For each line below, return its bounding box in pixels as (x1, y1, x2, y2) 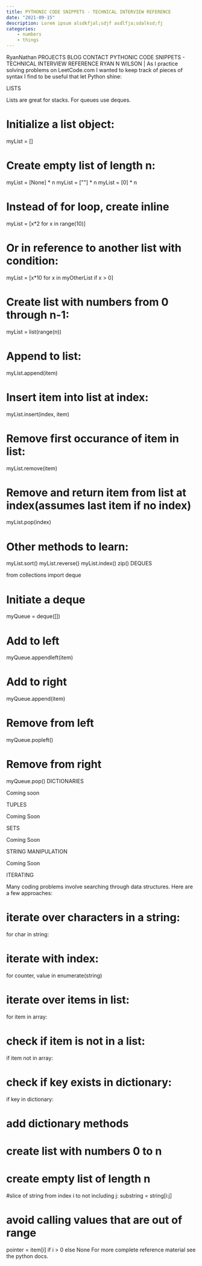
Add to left (6, 634, 60, 648)
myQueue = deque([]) (6, 612, 60, 620)
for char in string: (6, 931, 49, 938)
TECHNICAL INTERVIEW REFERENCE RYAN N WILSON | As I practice (6, 60, 178, 67)
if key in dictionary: (6, 1095, 54, 1103)
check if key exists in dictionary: (6, 1075, 172, 1089)
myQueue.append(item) (6, 695, 66, 703)
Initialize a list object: (6, 117, 115, 131)
